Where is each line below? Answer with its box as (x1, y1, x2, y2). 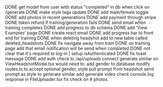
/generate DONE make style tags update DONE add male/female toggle (5, 9, 149, 15)
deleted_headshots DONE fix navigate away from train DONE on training (5, 40, 151, 46)
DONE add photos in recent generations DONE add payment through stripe (5, 15, 157, 20)
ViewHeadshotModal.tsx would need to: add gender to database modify (5, 61, 150, 67)
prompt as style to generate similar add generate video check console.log (5, 71, 154, 77)
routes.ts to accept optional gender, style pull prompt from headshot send (5, 66, 154, 72)
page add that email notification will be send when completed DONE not (5, 46, 150, 51)
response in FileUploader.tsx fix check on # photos (5, 76, 108, 82)
